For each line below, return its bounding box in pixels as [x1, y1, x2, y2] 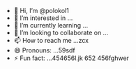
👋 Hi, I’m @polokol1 [13, 7, 70, 14]
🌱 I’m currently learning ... [13, 21, 89, 29]
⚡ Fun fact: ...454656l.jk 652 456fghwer [13, 54, 129, 62]
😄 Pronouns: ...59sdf [13, 46, 75, 55]
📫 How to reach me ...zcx [13, 37, 89, 44]
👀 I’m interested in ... [13, 14, 73, 22]
